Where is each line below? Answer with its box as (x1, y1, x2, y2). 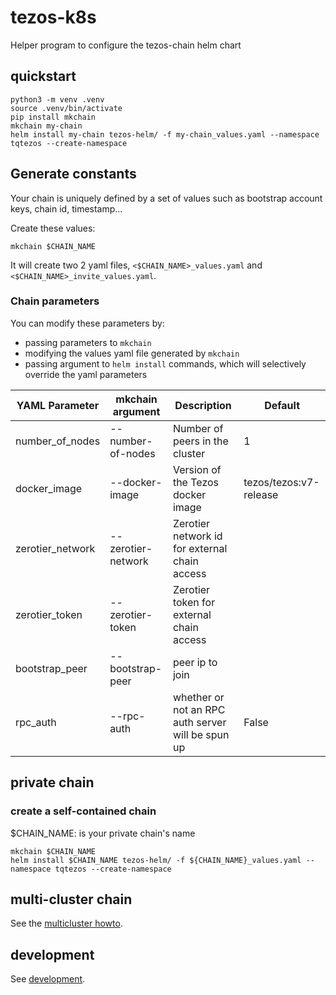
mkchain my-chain (10, 121, 83, 131)
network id (172, 529, 223, 543)
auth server (172, 715, 227, 729)
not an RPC (172, 702, 226, 716)
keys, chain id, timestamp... (10, 202, 123, 215)
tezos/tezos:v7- (243, 475, 320, 489)
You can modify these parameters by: (10, 317, 165, 329)
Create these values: (10, 222, 96, 234)
